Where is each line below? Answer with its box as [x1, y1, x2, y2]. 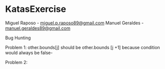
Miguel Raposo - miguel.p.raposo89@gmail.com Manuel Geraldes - [5, 20, 144, 26]
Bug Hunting [5, 35, 31, 41]
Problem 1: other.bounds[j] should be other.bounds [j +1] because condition [5, 44, 161, 50]
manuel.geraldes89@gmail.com [5, 25, 71, 31]
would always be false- [5, 50, 53, 56]
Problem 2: [5, 59, 28, 65]
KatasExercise [5, 3, 66, 15]
